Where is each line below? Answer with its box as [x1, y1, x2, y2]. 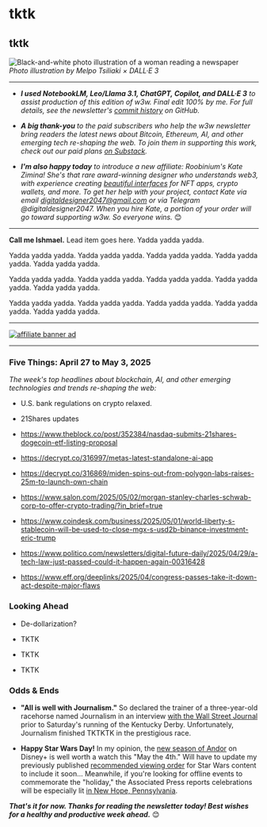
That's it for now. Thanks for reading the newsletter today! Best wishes [9, 801, 249, 810]
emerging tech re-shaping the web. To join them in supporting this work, [20, 138, 257, 147]
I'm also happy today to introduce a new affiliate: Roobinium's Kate [20, 162, 243, 171]
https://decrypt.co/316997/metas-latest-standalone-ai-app [20, 454, 213, 463]
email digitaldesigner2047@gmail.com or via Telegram [20, 195, 200, 205]
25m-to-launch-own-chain [20, 477, 109, 487]
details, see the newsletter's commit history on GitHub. [20, 106, 200, 115]
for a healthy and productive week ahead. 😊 [9, 810, 160, 819]
